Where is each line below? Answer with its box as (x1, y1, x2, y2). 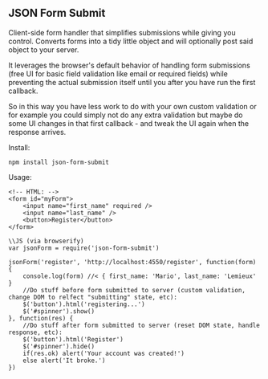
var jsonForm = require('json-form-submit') (8, 244, 160, 252)
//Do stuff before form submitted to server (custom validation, (22, 286, 246, 294)
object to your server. (8, 44, 79, 55)
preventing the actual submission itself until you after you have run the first (8, 77, 256, 87)
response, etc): (8, 328, 63, 336)
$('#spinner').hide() (22, 342, 95, 350)
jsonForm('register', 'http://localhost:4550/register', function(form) (8, 258, 257, 266)
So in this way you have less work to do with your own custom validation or (8, 101, 257, 111)
